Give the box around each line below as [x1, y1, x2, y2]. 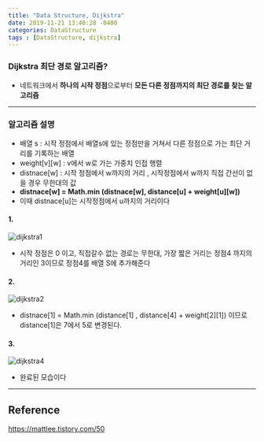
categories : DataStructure [8, 26, 97, 34]
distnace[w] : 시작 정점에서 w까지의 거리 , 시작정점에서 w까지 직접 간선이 [19, 168, 245, 177]
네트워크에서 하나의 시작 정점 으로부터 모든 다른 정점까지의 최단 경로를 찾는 [19, 80, 244, 90]
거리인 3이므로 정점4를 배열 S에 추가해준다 [19, 258, 151, 268]
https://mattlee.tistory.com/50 [8, 424, 105, 434]
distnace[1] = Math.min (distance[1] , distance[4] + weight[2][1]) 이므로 [19, 310, 247, 320]
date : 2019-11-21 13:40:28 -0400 [8, 19, 118, 27]
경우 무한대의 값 [27, 178, 77, 187]
